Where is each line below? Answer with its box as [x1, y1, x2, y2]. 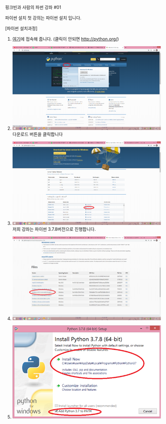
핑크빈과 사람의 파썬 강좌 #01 [5, 4, 61, 10]
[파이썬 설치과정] [5, 25, 38, 31]
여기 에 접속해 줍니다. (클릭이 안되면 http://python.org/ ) [12, 36, 120, 42]
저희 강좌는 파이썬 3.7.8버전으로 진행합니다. [12, 226, 96, 232]
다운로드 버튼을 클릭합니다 [12, 131, 63, 137]
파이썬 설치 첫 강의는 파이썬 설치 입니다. [5, 15, 82, 21]
